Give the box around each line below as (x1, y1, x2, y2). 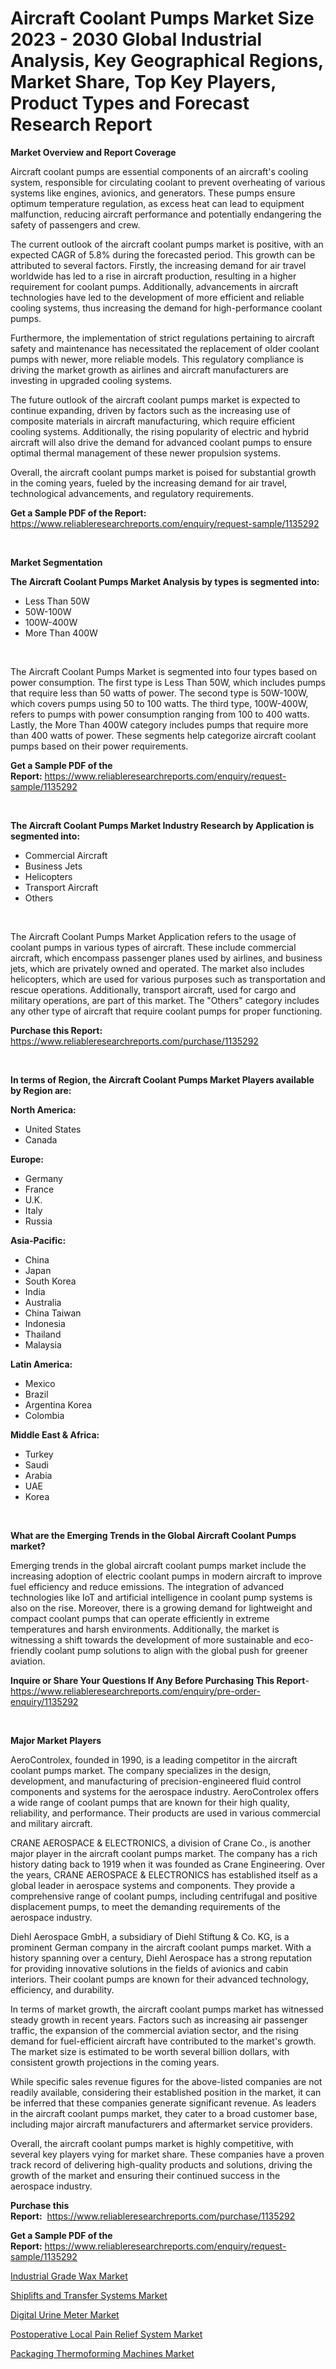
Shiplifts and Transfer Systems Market (10, 2289, 168, 2301)
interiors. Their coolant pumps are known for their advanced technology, (10, 1973, 310, 1985)
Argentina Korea (24, 1398, 92, 1411)
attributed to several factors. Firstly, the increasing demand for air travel (10, 259, 307, 271)
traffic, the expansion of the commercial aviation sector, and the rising (10, 2024, 299, 2036)
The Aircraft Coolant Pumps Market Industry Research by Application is (10, 819, 315, 831)
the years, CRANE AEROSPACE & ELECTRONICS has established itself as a (10, 1868, 318, 1881)
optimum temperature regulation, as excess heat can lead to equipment (10, 197, 305, 209)
